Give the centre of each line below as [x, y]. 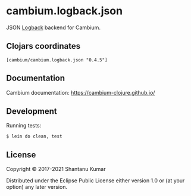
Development [32, 111]
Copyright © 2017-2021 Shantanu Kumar [56, 169]
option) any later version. [37, 187]
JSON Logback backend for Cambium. [54, 27]
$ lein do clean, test [34, 136]
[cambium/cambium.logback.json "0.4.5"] [57, 60]
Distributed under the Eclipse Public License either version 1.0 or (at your [95, 181]
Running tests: [24, 126]
